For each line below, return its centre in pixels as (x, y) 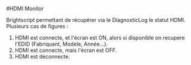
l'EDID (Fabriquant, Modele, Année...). (61, 44)
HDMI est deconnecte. (42, 56)
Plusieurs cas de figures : (37, 26)
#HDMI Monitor (25, 9)
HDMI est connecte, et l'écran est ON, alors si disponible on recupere (100, 38)
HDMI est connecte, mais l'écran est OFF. (66, 50)
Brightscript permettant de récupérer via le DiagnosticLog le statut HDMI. (96, 20)
